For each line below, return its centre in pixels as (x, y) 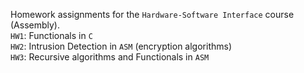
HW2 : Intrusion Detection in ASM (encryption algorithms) (121, 46)
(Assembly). (35, 25)
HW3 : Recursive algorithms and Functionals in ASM (110, 57)
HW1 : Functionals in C (51, 35)
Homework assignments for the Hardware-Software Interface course (152, 14)
